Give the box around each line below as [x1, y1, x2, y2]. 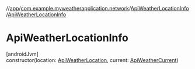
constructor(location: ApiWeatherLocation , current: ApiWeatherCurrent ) [6, 56, 179, 63]
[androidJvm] [6, 50, 39, 57]
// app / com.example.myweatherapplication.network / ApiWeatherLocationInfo [6, 5, 189, 12]
